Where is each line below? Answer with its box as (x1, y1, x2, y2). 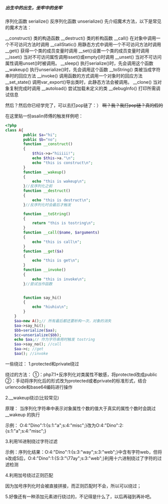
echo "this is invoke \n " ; (32, 277, 86, 282)
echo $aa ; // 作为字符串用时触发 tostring (14, 337, 95, 342)
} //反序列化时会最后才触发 (23, 202, 71, 207)
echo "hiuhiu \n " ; (32, 304, 69, 310)
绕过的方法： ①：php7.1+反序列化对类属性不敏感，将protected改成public (5, 371, 157, 377)
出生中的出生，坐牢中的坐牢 (5, 5, 63, 11)
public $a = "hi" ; (23, 132, 57, 138)
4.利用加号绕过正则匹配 (5, 472, 54, 478)
